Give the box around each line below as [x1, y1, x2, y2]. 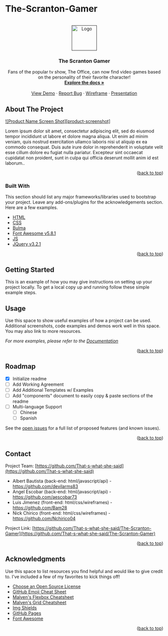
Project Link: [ [5, 525, 34, 531]
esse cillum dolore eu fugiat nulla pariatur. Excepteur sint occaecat [5, 150, 143, 156]
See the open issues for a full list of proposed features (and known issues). [5, 425, 160, 431]
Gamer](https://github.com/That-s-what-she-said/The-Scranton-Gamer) [5, 531, 155, 537]
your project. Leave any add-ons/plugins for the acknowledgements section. [5, 199, 163, 205]
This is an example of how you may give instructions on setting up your [5, 279, 152, 285]
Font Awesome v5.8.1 [12, 230, 56, 237]
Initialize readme [12, 376, 47, 382]
